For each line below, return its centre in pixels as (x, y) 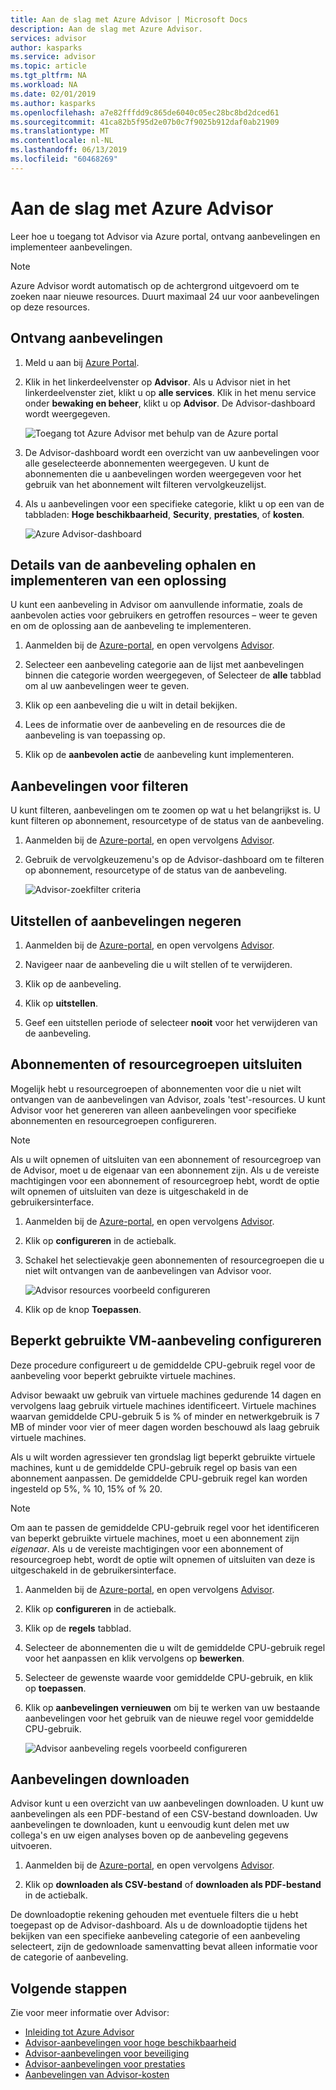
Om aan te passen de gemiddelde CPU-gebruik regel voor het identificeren (165, 1527)
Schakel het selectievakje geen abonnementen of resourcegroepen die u (174, 1260)
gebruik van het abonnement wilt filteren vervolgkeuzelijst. (145, 484)
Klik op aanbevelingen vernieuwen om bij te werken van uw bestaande (172, 1707)
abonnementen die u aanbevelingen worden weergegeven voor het (163, 473)
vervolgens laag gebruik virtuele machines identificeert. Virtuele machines (163, 1405)
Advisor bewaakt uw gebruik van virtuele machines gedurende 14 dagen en (166, 1395)
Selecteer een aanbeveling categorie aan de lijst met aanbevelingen (164, 665)
